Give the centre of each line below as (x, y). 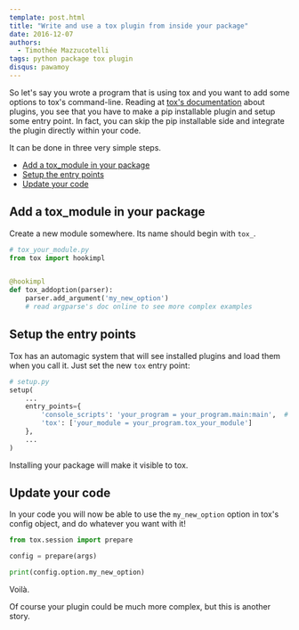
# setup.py (29, 381)
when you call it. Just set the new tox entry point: (100, 365)
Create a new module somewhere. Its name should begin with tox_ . (133, 233)
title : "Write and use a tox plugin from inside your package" (129, 26)
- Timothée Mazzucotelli (63, 51)
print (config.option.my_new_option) (77, 573)
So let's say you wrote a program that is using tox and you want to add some (149, 92)
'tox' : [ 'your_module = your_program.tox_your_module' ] (147, 423)
